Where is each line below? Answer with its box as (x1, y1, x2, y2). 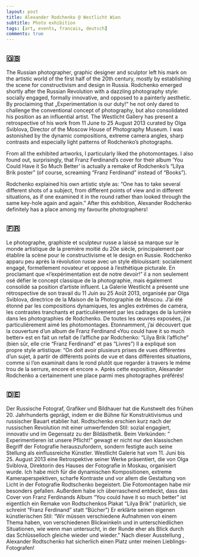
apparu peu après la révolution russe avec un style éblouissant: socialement (6, 257, 192, 265)
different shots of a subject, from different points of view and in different (6, 186, 183, 194)
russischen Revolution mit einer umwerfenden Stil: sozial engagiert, (6, 424, 171, 431)
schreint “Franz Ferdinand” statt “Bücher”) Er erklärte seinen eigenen (6, 506, 175, 513)
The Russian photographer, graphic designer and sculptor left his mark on (6, 69, 187, 76)
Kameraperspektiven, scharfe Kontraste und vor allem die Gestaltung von (6, 474, 186, 481)
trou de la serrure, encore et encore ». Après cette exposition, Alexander (6, 365, 184, 372)
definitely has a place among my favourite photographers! (6, 206, 148, 213)
